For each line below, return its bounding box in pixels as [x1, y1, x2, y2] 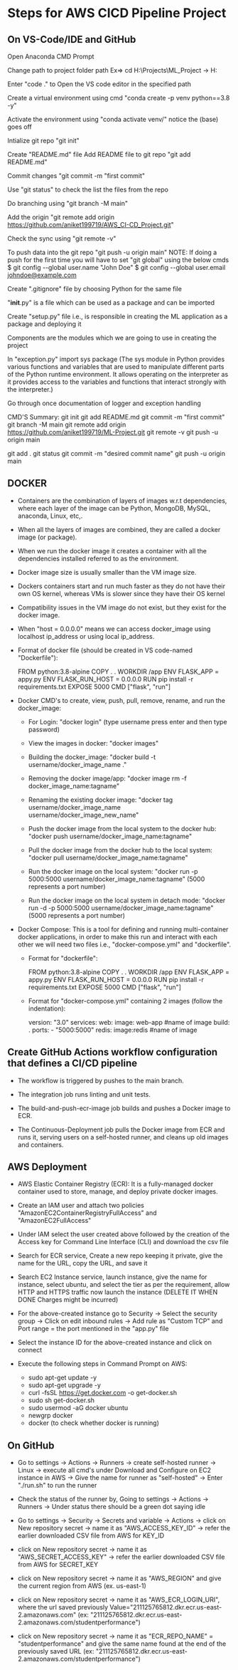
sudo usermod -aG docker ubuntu [28, 1404, 129, 1412]
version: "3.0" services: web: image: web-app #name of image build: [28, 1018, 230, 1026]
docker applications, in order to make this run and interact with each [17, 932, 218, 941]
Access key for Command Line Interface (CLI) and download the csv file [17, 1238, 229, 1246]
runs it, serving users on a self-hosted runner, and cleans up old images [17, 1132, 229, 1141]
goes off [7, 122, 32, 131]
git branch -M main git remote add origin [7, 420, 126, 429]
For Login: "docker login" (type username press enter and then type [28, 717, 227, 726]
